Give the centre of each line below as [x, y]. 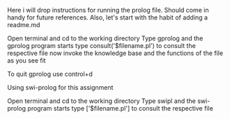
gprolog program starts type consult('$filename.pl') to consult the [102, 46]
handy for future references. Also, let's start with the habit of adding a [107, 17]
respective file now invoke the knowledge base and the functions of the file [115, 53]
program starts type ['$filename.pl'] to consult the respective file [121, 108]
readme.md [24, 25]
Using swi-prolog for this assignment [60, 87]
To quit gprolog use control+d [50, 74]
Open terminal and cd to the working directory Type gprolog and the [105, 38]
